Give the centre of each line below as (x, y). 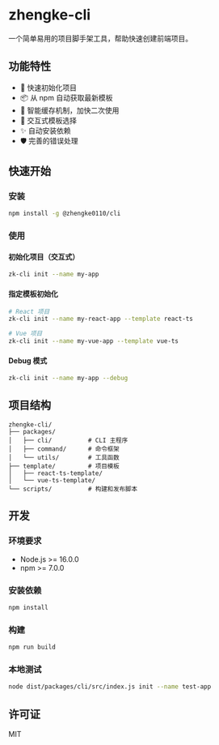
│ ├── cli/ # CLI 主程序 (68, 440)
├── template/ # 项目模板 (64, 466)
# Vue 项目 (25, 334)
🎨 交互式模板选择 (48, 120)
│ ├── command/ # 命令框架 (64, 449)
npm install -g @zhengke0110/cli (65, 214)
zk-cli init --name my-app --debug (68, 379)
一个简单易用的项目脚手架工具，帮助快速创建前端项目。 (100, 38)
